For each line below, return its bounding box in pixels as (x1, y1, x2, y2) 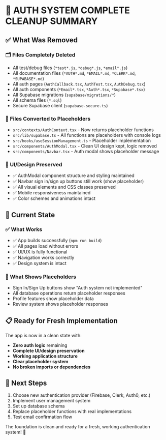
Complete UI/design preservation (12, 348, 85, 354)
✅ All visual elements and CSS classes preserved (12, 184, 116, 190)
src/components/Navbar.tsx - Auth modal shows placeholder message (12, 149, 159, 155)
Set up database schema (12, 403, 65, 409)
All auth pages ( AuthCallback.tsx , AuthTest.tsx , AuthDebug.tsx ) (12, 81, 146, 87)
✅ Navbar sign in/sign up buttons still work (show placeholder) (12, 178, 144, 185)
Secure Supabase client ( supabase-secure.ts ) (12, 102, 108, 108)
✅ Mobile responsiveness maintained (12, 190, 91, 196)
